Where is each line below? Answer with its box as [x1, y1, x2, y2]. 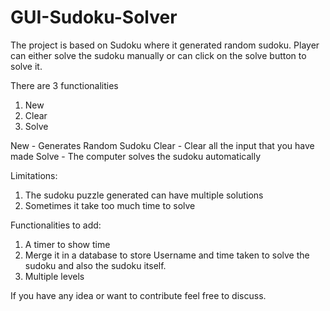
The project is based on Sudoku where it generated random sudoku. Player [10, 39, 320, 51]
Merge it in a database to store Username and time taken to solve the [24, 249, 310, 261]
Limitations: [10, 169, 58, 181]
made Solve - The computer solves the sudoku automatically [10, 150, 262, 162]
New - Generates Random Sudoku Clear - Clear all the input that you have [10, 139, 315, 151]
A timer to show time [24, 238, 111, 250]
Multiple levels [24, 270, 85, 282]
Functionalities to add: [10, 219, 102, 231]
